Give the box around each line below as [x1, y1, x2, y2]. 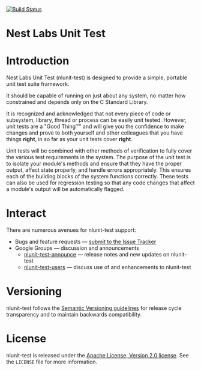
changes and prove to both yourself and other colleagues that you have [6, 129, 183, 136]
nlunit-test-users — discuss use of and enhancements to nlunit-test [23, 264, 191, 271]
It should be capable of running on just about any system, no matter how [6, 92, 186, 99]
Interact [6, 207, 46, 220]
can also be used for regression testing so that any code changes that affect [6, 179, 195, 186]
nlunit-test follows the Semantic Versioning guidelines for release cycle [6, 305, 182, 312]
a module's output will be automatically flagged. [6, 186, 125, 193]
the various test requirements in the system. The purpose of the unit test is [6, 154, 191, 161]
